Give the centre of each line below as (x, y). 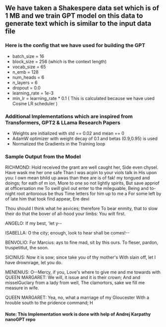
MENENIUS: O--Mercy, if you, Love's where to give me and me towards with (83, 272)
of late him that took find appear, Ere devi (47, 199)
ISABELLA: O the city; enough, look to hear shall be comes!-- (67, 233)
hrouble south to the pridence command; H (49, 303)
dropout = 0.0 (26, 88)
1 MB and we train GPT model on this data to (74, 16)
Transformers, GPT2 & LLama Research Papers (63, 122)
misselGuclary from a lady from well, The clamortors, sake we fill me (75, 283)
